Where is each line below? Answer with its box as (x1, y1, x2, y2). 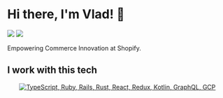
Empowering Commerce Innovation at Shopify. (7, 43, 141, 52)
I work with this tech (7, 64, 98, 76)
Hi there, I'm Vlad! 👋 (7, 6, 125, 22)
